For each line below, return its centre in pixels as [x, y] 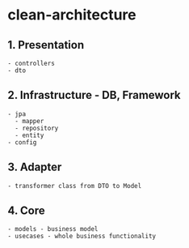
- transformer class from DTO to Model [75, 186]
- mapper [29, 121]
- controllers [31, 63]
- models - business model [53, 229]
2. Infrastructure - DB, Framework [94, 95]
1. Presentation [46, 45]
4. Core [26, 211]
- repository [37, 128]
